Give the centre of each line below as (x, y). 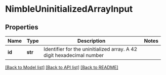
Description (91, 41)
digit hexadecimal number (74, 55)
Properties (22, 27)
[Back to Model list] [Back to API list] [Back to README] (62, 67)
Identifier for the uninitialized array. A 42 (90, 49)
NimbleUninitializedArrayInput (69, 9)
